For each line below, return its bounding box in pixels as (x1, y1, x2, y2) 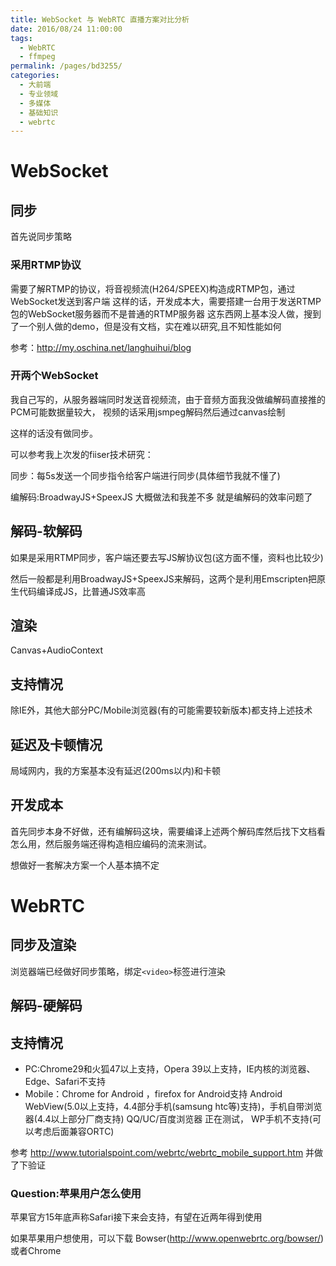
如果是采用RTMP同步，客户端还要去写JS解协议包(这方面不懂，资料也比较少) (10, 551, 324, 563)
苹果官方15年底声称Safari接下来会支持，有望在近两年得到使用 (10, 1211, 263, 1223)
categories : (10, 71, 60, 81)
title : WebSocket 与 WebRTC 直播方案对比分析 (10, 14, 190, 25)
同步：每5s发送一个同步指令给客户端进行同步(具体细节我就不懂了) (10, 469, 281, 481)
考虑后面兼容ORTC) (33, 1126, 115, 1138)
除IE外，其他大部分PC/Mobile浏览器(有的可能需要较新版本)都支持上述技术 (10, 704, 313, 716)
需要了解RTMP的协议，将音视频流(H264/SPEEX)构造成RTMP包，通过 (10, 282, 296, 295)
